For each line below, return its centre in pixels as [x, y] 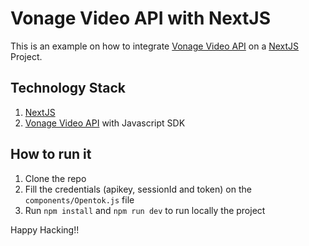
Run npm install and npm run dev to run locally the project [145, 210]
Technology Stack [68, 88]
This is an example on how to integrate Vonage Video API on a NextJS [155, 46]
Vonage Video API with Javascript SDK [105, 123]
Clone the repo [55, 178]
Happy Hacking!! [45, 229]
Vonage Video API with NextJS [141, 18]
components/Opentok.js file [79, 199]
